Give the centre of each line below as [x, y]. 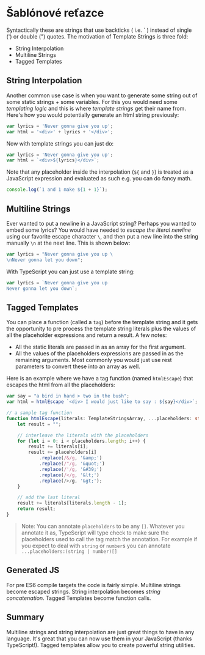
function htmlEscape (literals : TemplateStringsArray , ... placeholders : [99, 418]
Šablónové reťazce [55, 13]
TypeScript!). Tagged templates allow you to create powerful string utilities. [101, 645]
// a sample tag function [39, 413]
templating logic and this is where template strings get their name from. [96, 108]
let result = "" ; [39, 424]
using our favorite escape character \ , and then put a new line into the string [102, 236]
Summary [25, 617]
